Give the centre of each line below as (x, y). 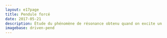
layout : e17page (22, 10)
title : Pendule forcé (28, 14)
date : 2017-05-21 (23, 19)
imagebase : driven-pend (30, 28)
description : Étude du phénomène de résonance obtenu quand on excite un (84, 23)
